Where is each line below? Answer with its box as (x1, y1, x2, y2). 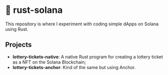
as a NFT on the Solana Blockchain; (12, 59, 86, 65)
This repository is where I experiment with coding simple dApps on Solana (5, 21, 159, 27)
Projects (5, 41, 32, 49)
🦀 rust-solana (5, 4, 63, 16)
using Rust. (5, 26, 29, 32)
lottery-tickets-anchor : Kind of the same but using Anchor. (12, 64, 136, 70)
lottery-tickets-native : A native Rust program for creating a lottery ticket (12, 54, 163, 60)
